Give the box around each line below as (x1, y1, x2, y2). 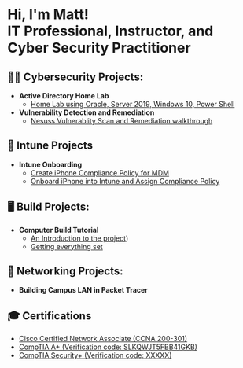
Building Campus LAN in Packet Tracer (18, 285, 149, 295)
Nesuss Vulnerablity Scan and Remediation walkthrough (30, 116, 213, 125)
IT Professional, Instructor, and (7, 22, 214, 40)
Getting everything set (30, 241, 103, 251)
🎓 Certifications (7, 309, 92, 322)
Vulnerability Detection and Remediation (18, 108, 155, 117)
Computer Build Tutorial (18, 225, 99, 234)
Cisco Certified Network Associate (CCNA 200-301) (18, 334, 188, 344)
